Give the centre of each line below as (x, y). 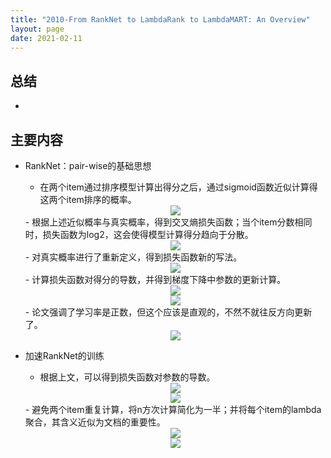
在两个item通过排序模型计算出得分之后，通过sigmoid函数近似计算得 (178, 187)
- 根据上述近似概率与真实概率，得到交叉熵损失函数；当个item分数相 (164, 222)
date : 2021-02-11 (46, 38)
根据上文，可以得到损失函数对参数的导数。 (127, 377)
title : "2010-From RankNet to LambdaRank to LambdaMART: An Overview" (160, 19)
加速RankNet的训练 (64, 355)
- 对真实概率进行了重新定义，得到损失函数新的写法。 (133, 257)
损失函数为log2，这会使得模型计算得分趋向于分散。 (148, 234)
